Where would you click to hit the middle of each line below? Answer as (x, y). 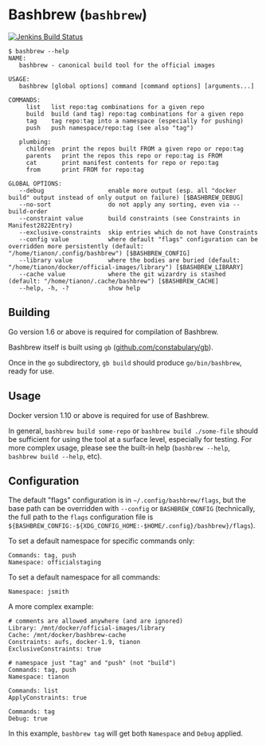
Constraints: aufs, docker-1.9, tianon (74, 642)
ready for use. (31, 371)
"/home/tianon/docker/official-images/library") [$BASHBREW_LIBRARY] (126, 267)
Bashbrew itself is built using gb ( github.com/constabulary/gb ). (111, 347)
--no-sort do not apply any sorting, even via (124, 205)
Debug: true (28, 719)
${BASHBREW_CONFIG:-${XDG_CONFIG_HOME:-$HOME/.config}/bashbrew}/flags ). (132, 525)
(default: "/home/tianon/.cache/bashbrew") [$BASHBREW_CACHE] (113, 281)
